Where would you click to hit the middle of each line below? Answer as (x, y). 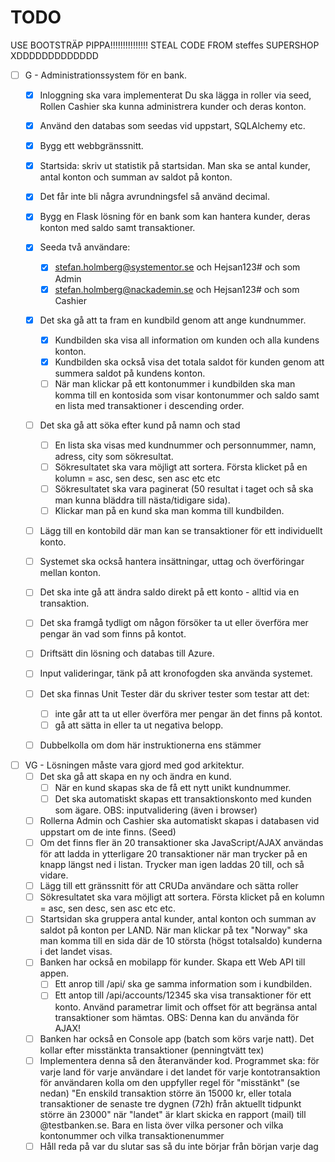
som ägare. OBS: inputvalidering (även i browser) (156, 810)
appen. (54, 973)
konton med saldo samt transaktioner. (117, 228)
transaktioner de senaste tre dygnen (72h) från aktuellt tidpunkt (170, 1103)
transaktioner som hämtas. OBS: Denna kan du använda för (177, 1017)
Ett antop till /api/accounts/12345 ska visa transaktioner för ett (183, 995)
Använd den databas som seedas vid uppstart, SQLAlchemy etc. (172, 126)
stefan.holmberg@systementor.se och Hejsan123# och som (177, 267)
